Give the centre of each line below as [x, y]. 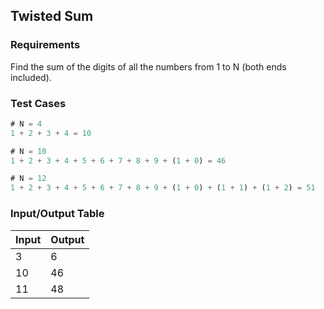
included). [31, 77]
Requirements [45, 45]
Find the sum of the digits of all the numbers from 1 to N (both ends [148, 66]
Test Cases [38, 103]
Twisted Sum [52, 16]
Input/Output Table [57, 214]
